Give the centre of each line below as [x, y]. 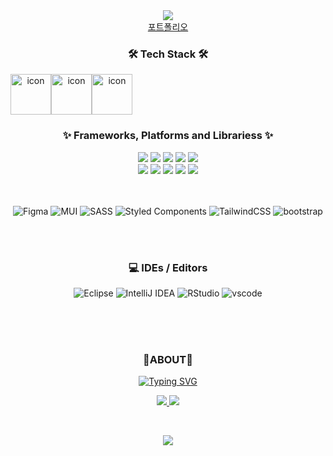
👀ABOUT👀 [167, 359]
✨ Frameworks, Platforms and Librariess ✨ [168, 136]
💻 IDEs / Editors [168, 267]
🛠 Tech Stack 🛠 [168, 54]
